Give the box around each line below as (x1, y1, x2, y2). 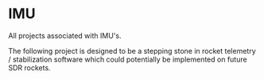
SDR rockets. (8, 62, 51, 72)
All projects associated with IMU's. (8, 31, 122, 40)
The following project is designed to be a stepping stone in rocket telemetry (8, 46, 256, 55)
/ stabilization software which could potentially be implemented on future (8, 55, 248, 64)
